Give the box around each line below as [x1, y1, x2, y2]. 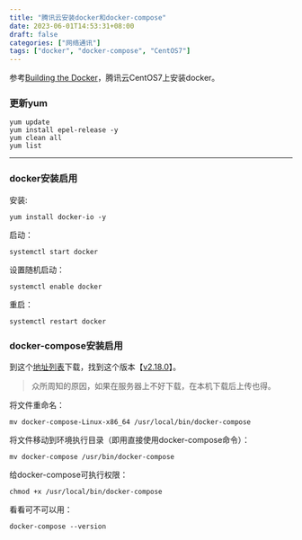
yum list [9, 141, 42, 151]
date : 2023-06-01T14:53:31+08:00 [9, 22, 135, 31]
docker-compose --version [9, 522, 106, 531]
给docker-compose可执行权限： [9, 469, 129, 481]
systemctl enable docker [9, 282, 102, 291]
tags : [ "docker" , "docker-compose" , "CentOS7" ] [9, 47, 191, 56]
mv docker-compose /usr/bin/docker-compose [9, 453, 175, 462]
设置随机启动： [9, 264, 65, 275]
